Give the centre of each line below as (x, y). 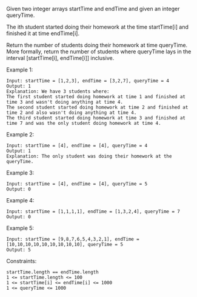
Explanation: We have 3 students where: (58, 92)
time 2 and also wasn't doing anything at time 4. (72, 113)
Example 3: (20, 173)
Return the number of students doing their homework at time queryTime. (97, 45)
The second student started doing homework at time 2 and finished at (97, 107)
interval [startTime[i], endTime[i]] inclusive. (60, 58)
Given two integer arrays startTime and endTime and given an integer (93, 9)
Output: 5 (19, 250)
